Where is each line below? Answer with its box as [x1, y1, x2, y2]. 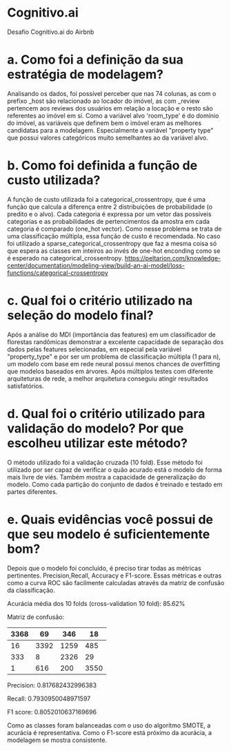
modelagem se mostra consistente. [7, 736, 108, 744]
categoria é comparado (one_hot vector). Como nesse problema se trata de [7, 225, 222, 233]
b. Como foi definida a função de [7, 158, 198, 173]
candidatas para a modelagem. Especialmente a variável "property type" [7, 126, 214, 134]
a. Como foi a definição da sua [7, 52, 184, 68]
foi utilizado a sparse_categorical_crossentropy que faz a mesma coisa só [7, 239, 217, 247]
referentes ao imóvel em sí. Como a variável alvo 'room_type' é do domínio [7, 111, 219, 120]
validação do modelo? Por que [7, 420, 184, 436]
